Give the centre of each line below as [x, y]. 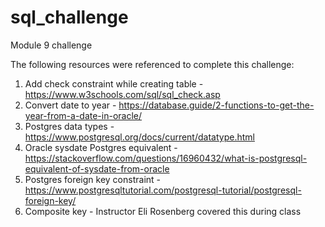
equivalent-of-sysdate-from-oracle [97, 168]
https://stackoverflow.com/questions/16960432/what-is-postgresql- [166, 158]
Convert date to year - [70, 105]
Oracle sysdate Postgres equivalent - [101, 147]
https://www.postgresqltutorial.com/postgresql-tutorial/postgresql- [163, 190]
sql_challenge [69, 17]
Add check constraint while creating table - [114, 83]
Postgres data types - [69, 126]
